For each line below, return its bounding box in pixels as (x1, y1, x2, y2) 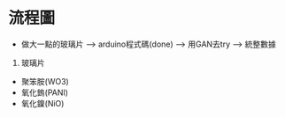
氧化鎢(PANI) (20, 87, 68, 98)
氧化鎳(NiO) (20, 98, 65, 108)
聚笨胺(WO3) (20, 76, 70, 86)
